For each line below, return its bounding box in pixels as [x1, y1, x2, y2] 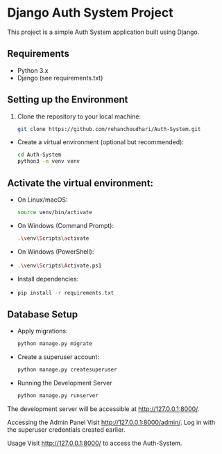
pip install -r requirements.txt [17, 289, 114, 296]
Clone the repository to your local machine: [17, 112, 141, 121]
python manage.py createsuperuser [17, 366, 117, 374]
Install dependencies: [17, 274, 79, 283]
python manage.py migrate [17, 340, 92, 347]
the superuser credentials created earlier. [7, 425, 126, 434]
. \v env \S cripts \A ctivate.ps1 [17, 262, 102, 269]
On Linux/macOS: [17, 195, 68, 204]
